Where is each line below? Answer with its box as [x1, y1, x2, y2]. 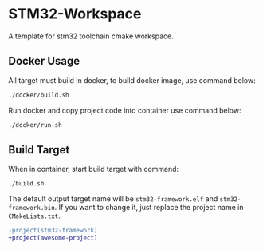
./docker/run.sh [8, 121, 62, 129]
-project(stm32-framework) [8, 227, 98, 235]
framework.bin [8, 204, 56, 212]
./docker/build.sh [8, 91, 69, 99]
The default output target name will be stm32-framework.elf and [8, 194, 218, 204]
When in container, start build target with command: [8, 165, 179, 174]
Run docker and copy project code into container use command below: [8, 105, 241, 115]
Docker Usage [8, 54, 80, 68]
